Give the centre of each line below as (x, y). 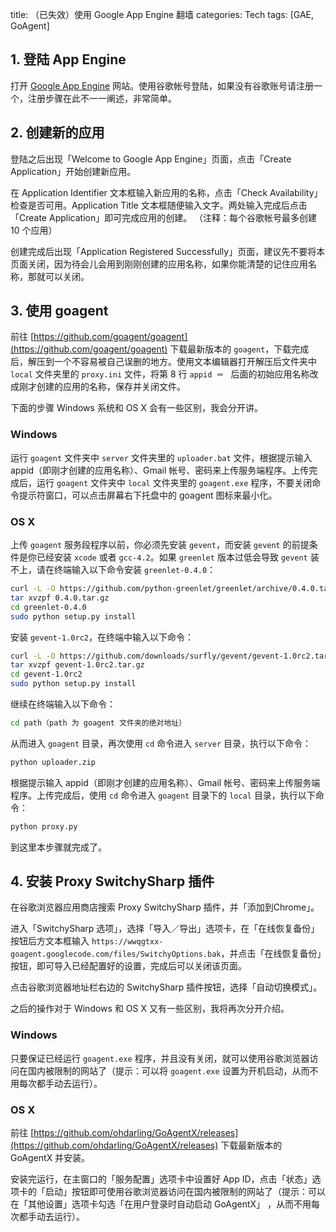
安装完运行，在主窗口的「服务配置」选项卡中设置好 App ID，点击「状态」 (161, 1179)
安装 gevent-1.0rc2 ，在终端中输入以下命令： (102, 637)
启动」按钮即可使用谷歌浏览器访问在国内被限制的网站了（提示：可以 (185, 1192)
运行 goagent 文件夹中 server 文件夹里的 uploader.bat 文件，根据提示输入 (161, 457)
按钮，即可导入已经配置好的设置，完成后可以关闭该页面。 (128, 966)
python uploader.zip (53, 762)
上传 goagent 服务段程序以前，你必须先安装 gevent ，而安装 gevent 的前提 (160, 545)
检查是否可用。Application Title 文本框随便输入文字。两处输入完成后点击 (159, 205)
